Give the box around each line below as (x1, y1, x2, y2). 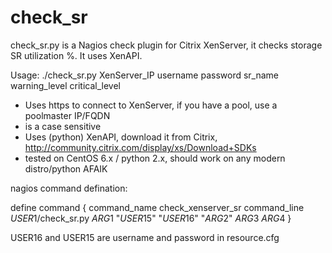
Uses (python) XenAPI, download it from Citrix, (24, 131, 218, 143)
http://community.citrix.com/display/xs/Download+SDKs (24, 141, 257, 153)
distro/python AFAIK (24, 162, 108, 175)
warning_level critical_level (10, 79, 121, 91)
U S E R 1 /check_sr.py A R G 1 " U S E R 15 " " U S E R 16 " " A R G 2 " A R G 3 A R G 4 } (10, 212, 292, 224)
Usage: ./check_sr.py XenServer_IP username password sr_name (10, 69, 280, 81)
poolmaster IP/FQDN (24, 109, 111, 121)
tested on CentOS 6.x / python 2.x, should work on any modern (24, 152, 286, 164)
